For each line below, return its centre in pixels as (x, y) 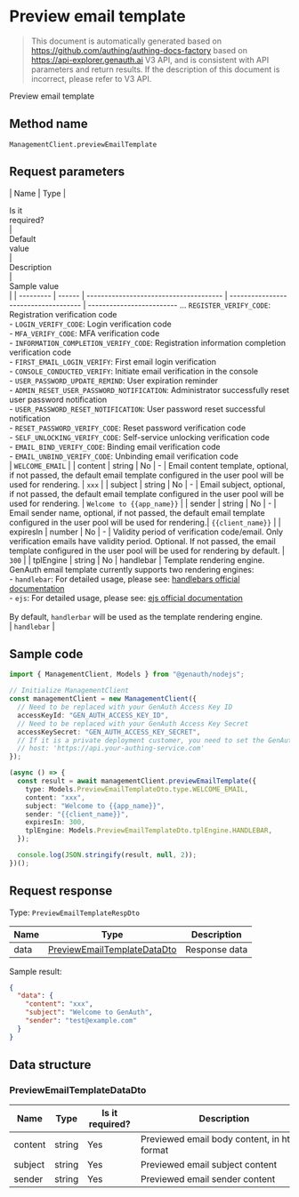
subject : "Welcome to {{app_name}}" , (95, 806)
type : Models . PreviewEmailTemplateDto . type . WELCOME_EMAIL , (137, 789)
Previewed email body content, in (210, 1139)
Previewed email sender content (208, 1179)
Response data (217, 949)
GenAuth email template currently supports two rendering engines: (132, 569)
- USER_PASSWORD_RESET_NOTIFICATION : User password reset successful (137, 409)
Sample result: (36, 971)
